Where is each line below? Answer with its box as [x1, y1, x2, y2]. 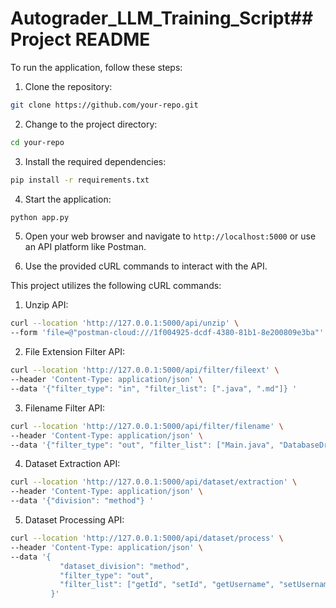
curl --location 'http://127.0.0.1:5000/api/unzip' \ [10, 318, 240, 329]
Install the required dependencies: [24, 155, 167, 167]
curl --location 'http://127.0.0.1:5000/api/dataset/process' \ [10, 533, 284, 544]
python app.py [10, 212, 70, 222]
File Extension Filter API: [24, 346, 125, 358]
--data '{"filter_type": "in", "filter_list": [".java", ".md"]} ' [10, 383, 298, 394]
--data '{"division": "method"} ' [10, 496, 155, 506]
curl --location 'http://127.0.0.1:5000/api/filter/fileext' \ [10, 365, 280, 376]
